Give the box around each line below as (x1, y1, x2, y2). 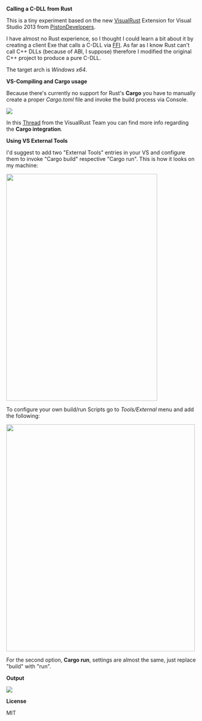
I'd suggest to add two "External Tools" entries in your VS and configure (6, 149, 186, 156)
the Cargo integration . (6, 125, 63, 133)
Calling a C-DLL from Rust (6, 5, 72, 12)
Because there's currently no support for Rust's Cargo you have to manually (6, 90, 196, 96)
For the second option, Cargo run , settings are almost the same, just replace (6, 656, 196, 663)
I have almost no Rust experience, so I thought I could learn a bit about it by (6, 35, 194, 42)
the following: (6, 412, 40, 420)
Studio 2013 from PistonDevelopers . (6, 24, 96, 30)
